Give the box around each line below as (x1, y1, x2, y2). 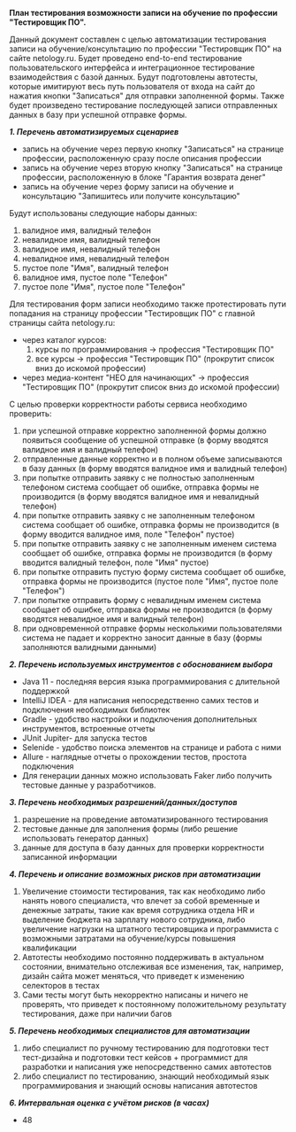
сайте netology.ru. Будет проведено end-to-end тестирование (9, 53, 243, 63)
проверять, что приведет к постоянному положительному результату (21, 999, 287, 1009)
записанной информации (21, 852, 118, 862)
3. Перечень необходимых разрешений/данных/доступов (9, 797, 238, 807)
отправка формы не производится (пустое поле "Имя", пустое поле (21, 576, 278, 586)
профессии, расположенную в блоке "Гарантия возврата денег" (21, 172, 267, 182)
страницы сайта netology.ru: (9, 318, 116, 328)
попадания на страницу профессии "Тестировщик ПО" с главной (9, 308, 255, 318)
